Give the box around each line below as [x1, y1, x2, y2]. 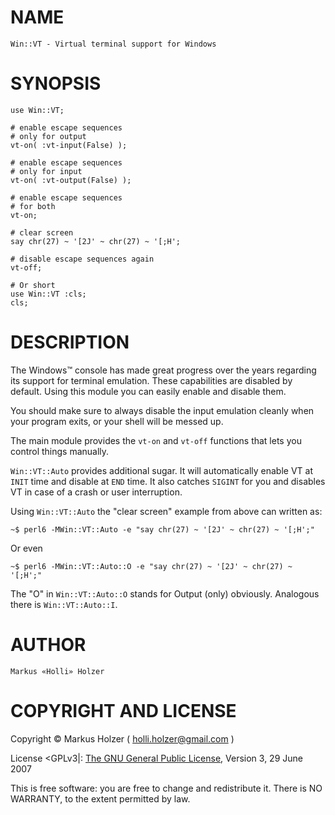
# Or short [10, 280, 56, 290]
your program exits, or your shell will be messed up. [10, 415, 224, 427]
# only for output [10, 131, 87, 141]
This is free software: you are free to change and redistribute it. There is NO [10, 782, 323, 794]
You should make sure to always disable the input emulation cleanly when [10, 404, 315, 416]
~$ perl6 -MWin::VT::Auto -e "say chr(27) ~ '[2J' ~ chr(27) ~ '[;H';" [10, 524, 315, 535]
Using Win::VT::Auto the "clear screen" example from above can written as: [10, 505, 323, 517]
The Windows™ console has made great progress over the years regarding [10, 364, 317, 376]
